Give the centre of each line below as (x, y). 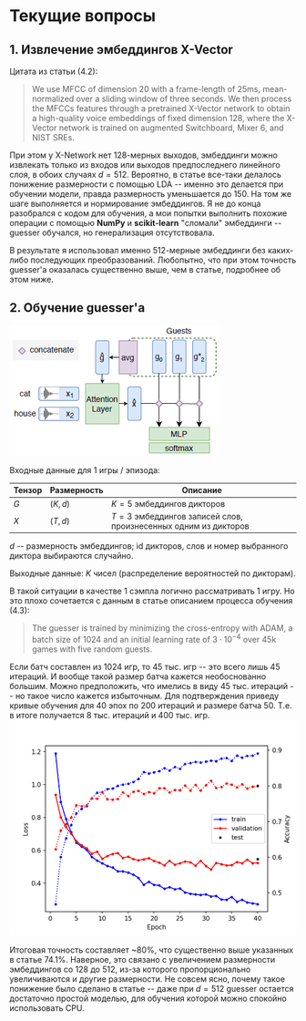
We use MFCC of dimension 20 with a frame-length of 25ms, (146, 89)
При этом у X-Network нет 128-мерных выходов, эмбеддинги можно (143, 155)
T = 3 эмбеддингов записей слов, (177, 516)
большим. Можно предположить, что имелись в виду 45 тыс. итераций (149, 686)
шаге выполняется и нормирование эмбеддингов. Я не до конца (135, 203)
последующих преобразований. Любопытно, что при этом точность (163, 260)
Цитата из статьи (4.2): (54, 71)
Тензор (28, 490)
